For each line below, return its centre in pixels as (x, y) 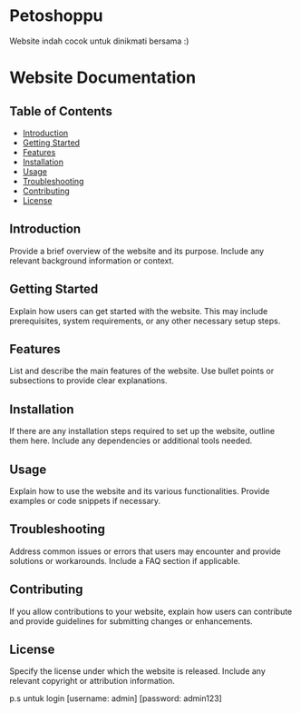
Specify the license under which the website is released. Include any (137, 671)
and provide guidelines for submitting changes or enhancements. (131, 621)
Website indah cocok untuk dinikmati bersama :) (99, 41)
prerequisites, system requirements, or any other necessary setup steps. (145, 321)
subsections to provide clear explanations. (88, 381)
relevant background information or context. (92, 261)
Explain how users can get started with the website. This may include (139, 311)
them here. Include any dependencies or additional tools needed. (131, 441)
